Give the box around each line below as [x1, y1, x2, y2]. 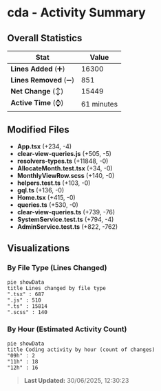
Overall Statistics [7, 32, 83, 44]
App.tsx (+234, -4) [17, 142, 72, 150]
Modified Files [7, 124, 70, 135]
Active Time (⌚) [10, 98, 64, 107]
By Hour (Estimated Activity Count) [7, 324, 127, 334]
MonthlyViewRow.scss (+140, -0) [17, 171, 115, 179]
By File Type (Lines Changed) [7, 263, 107, 273]
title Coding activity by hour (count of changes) [7, 346, 155, 353]
